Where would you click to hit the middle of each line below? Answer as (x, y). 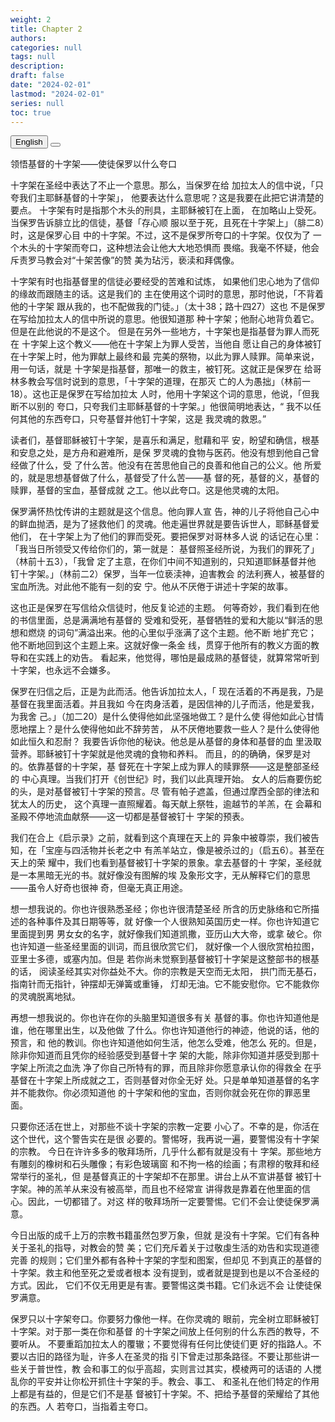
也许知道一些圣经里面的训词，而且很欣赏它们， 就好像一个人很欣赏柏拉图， (165, 947)
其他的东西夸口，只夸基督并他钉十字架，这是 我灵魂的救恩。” (142, 419)
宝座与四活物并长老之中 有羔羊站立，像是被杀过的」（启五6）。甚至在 (184, 850)
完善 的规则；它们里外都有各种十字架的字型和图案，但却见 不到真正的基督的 (166, 1260)
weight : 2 (31, 19)
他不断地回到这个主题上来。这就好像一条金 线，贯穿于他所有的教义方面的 (160, 645)
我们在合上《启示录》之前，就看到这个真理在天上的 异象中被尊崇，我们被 (160, 838)
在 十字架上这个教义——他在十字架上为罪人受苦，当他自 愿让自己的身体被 (161, 344)
